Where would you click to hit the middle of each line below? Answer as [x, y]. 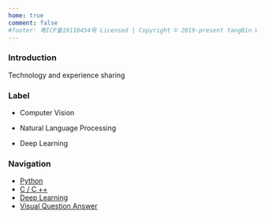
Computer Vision [47, 112]
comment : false [33, 23]
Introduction [32, 58]
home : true [26, 15]
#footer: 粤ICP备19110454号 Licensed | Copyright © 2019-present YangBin [130, 30]
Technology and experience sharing [67, 75]
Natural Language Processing [68, 128]
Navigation [30, 163]
